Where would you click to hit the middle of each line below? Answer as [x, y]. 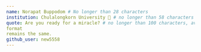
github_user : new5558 [33, 39]
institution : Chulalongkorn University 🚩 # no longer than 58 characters [100, 17]
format [14, 28]
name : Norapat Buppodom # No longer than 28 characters [77, 12]
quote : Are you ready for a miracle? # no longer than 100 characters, [97, 23]
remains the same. [29, 34]
